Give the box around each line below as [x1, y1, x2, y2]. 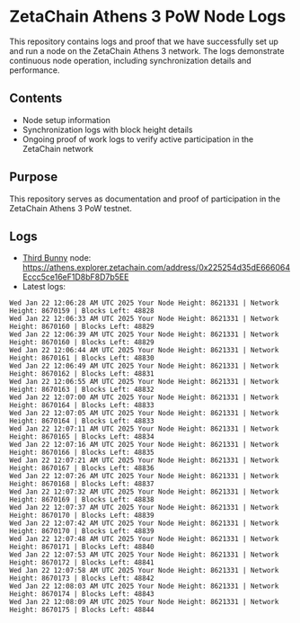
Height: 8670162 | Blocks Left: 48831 [9, 369, 154, 378]
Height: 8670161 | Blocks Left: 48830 [9, 353, 154, 363]
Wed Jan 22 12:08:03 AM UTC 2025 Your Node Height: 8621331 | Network [9, 582, 279, 591]
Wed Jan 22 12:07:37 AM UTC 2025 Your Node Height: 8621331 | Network [9, 503, 279, 512]
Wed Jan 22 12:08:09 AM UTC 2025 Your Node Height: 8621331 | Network [9, 598, 279, 607]
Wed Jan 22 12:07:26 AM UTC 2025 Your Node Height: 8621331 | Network [9, 472, 279, 481]
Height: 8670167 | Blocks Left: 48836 [9, 464, 154, 473]
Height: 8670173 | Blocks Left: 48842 [9, 574, 154, 583]
